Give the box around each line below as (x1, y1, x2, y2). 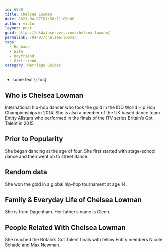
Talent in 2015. (5, 120, 35, 126)
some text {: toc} (12, 77, 47, 83)
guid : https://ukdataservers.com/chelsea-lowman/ (5, 30, 111, 35)
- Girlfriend (9, 58, 37, 63)
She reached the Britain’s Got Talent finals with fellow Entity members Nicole (5, 237, 163, 243)
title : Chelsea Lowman (5, 12, 52, 17)
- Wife (9, 49, 23, 54)
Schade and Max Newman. (5, 242, 61, 248)
